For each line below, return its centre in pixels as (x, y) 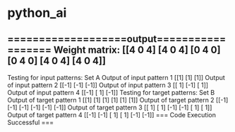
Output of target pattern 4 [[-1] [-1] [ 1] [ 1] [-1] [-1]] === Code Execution (112, 115)
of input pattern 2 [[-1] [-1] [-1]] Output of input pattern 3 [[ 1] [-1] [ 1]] (108, 85)
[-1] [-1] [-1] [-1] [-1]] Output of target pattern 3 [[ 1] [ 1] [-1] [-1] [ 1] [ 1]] (110, 107)
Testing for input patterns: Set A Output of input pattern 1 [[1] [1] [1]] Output (116, 78)
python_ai (37, 13)
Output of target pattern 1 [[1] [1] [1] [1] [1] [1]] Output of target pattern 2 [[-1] (118, 100)
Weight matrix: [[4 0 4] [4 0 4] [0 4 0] (137, 49)
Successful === (31, 122)
